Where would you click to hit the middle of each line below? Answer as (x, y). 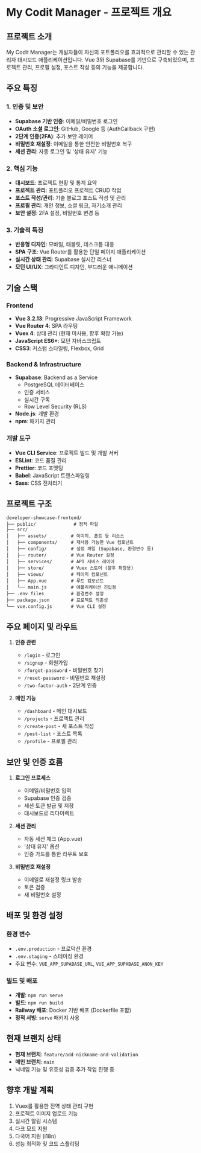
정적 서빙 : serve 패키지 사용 (47, 1017)
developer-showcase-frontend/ (44, 518)
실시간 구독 (37, 400)
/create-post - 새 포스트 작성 (59, 726)
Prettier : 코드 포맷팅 (39, 468)
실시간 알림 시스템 (36, 1121)
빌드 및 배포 (22, 980)
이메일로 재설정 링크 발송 (53, 880)
